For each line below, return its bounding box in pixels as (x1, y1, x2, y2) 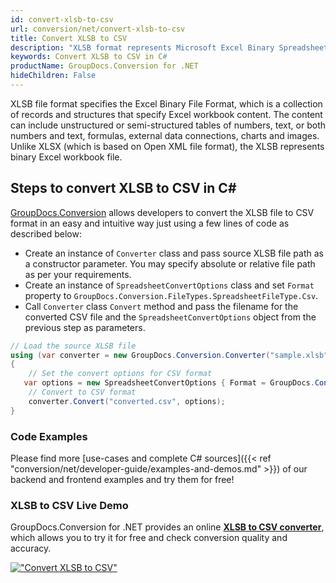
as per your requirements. (24, 268, 132, 280)
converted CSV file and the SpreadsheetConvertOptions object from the (24, 311, 317, 323)
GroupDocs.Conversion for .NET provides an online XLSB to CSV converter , (10, 521, 325, 533)
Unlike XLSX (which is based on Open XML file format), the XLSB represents (10, 140, 325, 152)
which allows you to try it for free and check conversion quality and (10, 532, 288, 544)
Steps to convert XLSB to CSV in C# (10, 180, 237, 197)
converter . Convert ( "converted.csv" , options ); (28, 396, 226, 406)
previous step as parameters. (24, 321, 146, 333)
